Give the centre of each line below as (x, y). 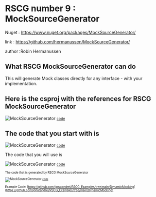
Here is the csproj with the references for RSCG (78, 99)
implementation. (21, 83)
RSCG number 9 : (41, 9)
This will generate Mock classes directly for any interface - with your (74, 78)
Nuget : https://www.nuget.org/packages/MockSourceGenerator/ (70, 32)
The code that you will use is (34, 155)
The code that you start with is (52, 133)
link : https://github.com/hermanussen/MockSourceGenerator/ (68, 41)
